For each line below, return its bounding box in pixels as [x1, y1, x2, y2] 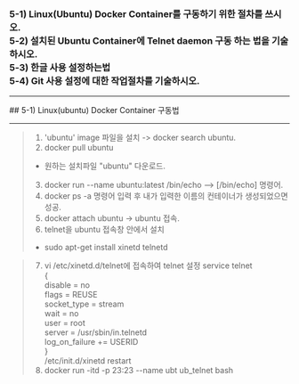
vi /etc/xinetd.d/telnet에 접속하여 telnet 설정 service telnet [44, 260, 253, 271]
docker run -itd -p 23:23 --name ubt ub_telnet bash [44, 365, 234, 376]
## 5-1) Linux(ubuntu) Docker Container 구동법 [9, 105, 180, 116]
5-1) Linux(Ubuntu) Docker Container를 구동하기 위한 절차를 [9, 7, 263, 20]
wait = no [44, 308, 79, 319]
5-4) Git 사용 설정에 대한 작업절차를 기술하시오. [9, 74, 200, 86]
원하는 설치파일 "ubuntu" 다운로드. [44, 160, 166, 171]
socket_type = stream [44, 298, 125, 309]
